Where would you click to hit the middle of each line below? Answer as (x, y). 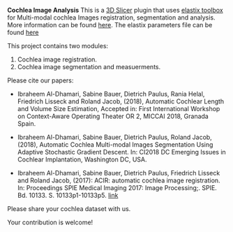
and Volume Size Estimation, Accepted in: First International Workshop (119, 109)
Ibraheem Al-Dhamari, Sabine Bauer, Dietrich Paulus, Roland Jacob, (115, 137)
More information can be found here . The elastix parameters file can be (110, 25)
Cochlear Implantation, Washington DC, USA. (82, 159)
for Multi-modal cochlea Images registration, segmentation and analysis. (111, 17)
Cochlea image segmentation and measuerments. (89, 67)
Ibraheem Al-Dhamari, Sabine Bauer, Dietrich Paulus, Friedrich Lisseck (119, 173)
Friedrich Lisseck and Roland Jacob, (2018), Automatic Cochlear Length (121, 101)
